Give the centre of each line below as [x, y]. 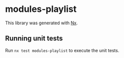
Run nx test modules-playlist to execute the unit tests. [62, 50]
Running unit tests [34, 38]
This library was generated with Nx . [41, 23]
